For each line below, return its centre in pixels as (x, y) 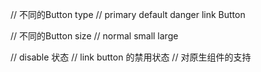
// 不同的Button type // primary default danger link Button (128, 14)
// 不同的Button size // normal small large (94, 36)
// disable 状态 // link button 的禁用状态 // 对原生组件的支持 (131, 57)
